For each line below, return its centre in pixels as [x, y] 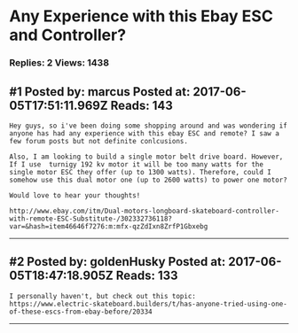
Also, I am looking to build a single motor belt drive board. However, [146, 157]
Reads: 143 [141, 105]
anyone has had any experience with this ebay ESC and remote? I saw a [144, 133]
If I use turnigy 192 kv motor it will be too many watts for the [137, 164]
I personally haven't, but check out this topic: [103, 296]
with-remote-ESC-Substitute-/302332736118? [91, 219]
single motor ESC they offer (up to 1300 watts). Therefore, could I [141, 172]
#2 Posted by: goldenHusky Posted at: [118, 262]
